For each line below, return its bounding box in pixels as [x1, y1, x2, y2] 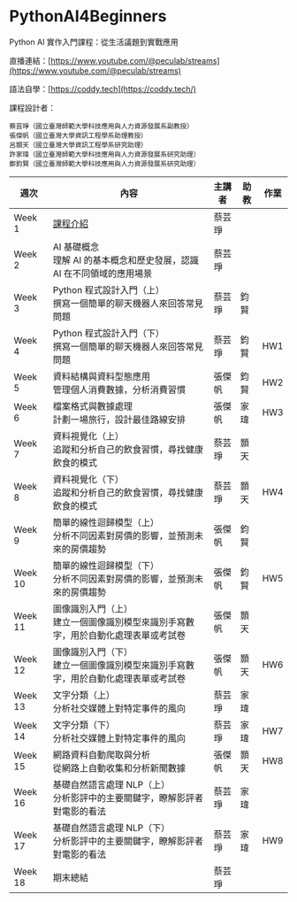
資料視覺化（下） [52, 473, 124, 485]
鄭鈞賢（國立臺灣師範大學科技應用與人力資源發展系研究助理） [9, 159, 201, 168]
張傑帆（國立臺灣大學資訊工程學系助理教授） [9, 131, 148, 140]
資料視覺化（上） [52, 429, 124, 442]
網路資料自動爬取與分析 [52, 748, 150, 760]
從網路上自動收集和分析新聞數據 [52, 761, 186, 774]
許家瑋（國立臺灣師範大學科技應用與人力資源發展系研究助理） [9, 150, 201, 158]
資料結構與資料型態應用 [52, 370, 150, 382]
